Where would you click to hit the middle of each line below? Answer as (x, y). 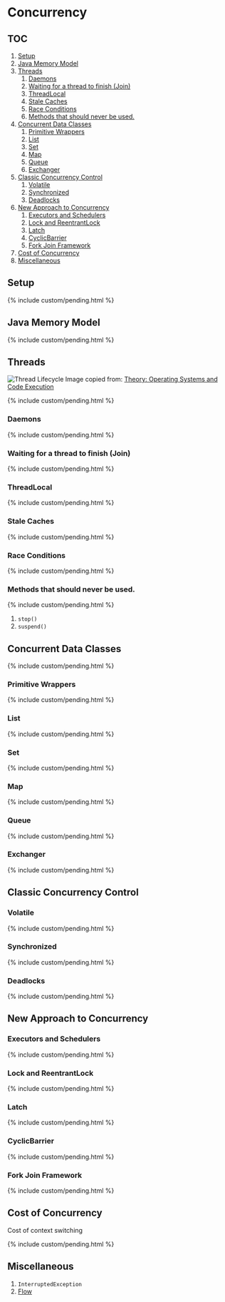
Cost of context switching (45, 1230)
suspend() (32, 627)
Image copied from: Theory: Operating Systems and (142, 380)
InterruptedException (49, 1284)
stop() (27, 619)
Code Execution (31, 387)
